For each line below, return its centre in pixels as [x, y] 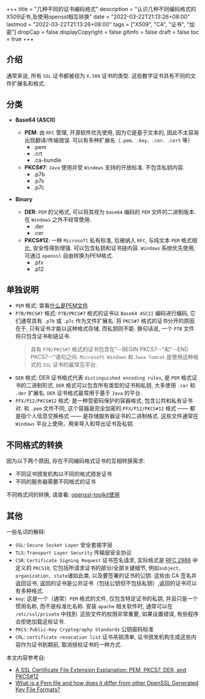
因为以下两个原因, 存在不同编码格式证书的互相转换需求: [76, 461]
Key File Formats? [38, 690]
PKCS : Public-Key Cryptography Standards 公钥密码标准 [84, 629]
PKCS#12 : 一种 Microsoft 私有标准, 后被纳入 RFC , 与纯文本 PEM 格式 [108, 240]
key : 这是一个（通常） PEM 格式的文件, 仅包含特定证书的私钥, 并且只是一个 [106, 599]
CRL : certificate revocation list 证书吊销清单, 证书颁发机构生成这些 [103, 637]
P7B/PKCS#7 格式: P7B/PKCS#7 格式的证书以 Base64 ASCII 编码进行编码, [102, 313]
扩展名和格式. [28, 83]
